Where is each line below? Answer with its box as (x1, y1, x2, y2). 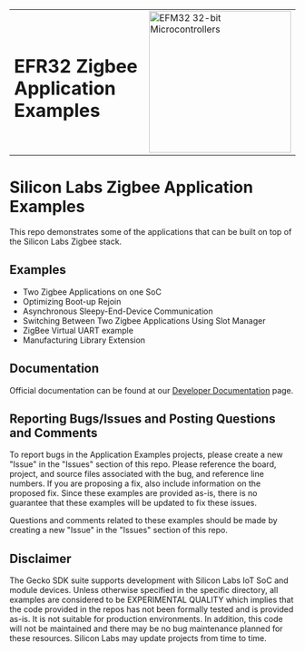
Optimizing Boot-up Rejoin (22, 296, 122, 307)
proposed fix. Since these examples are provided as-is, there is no (9, 488, 258, 499)
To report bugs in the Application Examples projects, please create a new (9, 449, 283, 461)
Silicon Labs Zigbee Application (9, 177, 254, 198)
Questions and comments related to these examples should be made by (9, 515, 279, 526)
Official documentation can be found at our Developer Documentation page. (9, 384, 294, 395)
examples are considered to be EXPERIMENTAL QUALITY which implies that (9, 594, 294, 606)
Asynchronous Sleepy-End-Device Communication (22, 306, 213, 316)
